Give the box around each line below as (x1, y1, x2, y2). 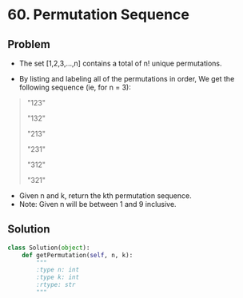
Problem (7, 38, 51, 51)
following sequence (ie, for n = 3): (18, 82, 131, 92)
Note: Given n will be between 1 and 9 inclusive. (18, 200, 177, 209)
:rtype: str (36, 281, 77, 289)
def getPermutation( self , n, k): (22, 251, 133, 259)
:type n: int (36, 266, 80, 274)
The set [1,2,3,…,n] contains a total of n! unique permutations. (18, 58, 222, 68)
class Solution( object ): (7, 244, 90, 252)
